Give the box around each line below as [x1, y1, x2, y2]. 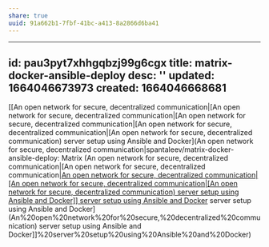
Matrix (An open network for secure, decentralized [61, 153, 229, 163]
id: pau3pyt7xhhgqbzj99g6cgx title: [8, 56, 193, 70]
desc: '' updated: [127, 69, 215, 82]
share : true [8, 11, 48, 20]
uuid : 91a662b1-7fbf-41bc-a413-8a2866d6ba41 [8, 19, 159, 27]
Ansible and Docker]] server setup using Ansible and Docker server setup [8, 196, 252, 205]
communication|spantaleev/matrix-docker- [93, 145, 235, 154]
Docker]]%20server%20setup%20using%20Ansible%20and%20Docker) [8, 229, 252, 240]
